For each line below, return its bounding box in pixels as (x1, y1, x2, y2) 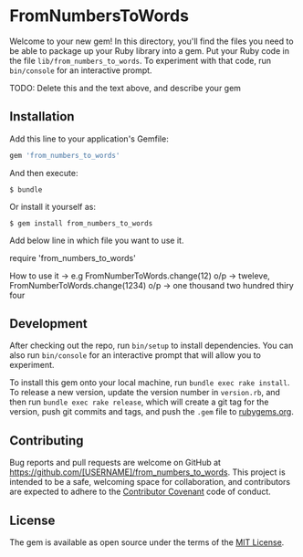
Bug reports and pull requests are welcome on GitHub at (9, 457, 222, 468)
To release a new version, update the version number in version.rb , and (9, 387, 281, 398)
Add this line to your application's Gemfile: (9, 133, 169, 144)
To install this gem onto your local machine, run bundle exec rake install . (9, 377, 290, 388)
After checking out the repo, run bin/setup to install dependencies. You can (9, 340, 294, 352)
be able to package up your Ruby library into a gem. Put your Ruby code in (9, 45, 290, 56)
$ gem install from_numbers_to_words (9, 218, 153, 228)
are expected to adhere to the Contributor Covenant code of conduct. (9, 486, 271, 498)
